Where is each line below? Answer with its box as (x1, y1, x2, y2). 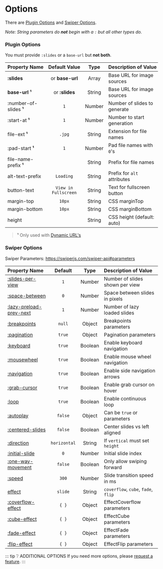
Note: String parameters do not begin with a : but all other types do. (5, 29, 142, 35)
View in (55, 185, 73, 191)
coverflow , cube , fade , (104, 486, 153, 493)
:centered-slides (7, 426, 46, 433)
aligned (104, 429, 121, 436)
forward (104, 464, 122, 471)
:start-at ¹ (7, 117, 30, 124)
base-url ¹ (7, 89, 32, 96)
